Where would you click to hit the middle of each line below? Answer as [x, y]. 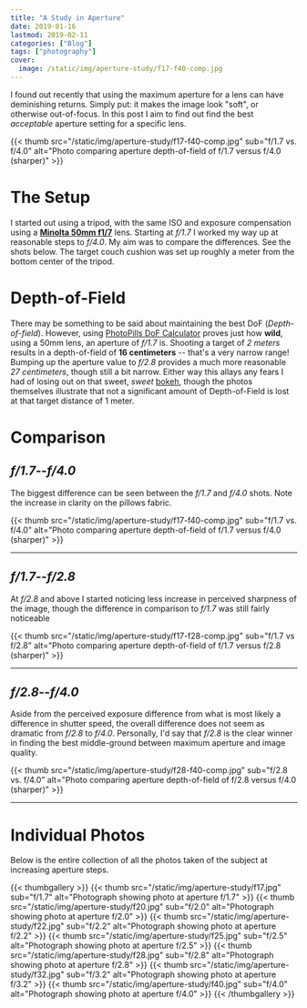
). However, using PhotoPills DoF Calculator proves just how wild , [160, 332]
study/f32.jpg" [37, 974]
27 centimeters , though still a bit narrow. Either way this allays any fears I [147, 372]
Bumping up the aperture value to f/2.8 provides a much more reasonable [148, 361]
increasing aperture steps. [60, 870]
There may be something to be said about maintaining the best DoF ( [139, 323]
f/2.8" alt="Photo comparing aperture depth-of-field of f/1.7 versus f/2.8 [146, 645]
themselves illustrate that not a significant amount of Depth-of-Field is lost [150, 391]
